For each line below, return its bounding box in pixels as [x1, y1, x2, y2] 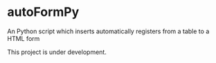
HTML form [7, 34, 40, 42]
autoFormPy [7, 4, 80, 20]
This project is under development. [7, 48, 107, 56]
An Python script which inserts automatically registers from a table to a [7, 27, 210, 35]
